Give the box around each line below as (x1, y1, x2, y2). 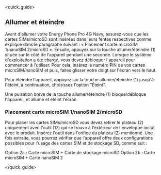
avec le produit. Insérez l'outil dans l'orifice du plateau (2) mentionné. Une (5, 130, 153, 136)
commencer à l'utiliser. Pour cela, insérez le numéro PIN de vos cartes (5, 62, 145, 68)
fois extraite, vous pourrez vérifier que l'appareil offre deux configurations (5, 135, 153, 141)
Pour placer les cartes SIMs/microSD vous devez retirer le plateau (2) (5, 120, 144, 125)
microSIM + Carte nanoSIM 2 (5, 155, 63, 161)
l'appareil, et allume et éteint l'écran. (5, 96, 78, 102)
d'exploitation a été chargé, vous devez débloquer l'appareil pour (5, 57, 135, 63)
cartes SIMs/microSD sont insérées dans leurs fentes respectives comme (5, 36, 152, 42)
